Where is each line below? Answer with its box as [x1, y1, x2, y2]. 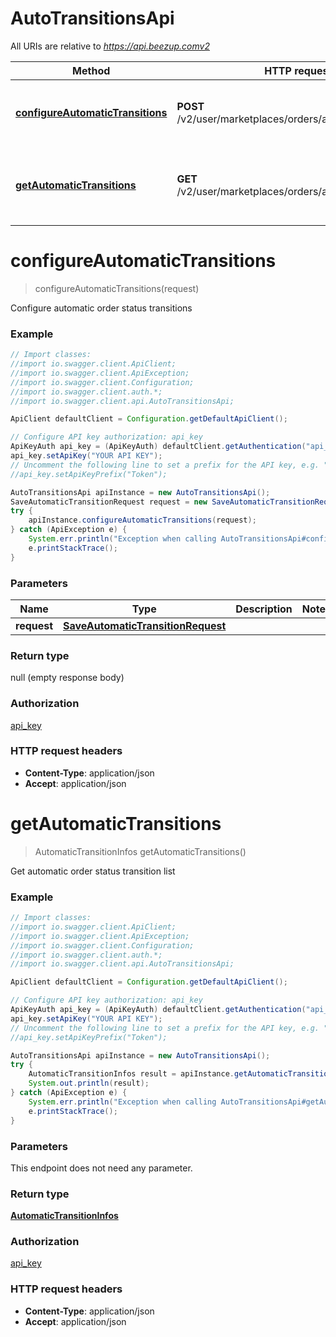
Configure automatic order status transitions [10, 302, 193, 314]
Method [72, 63, 111, 77]
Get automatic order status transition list [10, 865, 176, 877]
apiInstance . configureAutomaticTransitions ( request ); [28, 515, 257, 526]
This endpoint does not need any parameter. [10, 1162, 193, 1174]
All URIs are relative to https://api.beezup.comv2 [10, 40, 210, 52]
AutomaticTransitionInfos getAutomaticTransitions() [34, 845, 247, 857]
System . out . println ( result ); [28, 1078, 150, 1089]
